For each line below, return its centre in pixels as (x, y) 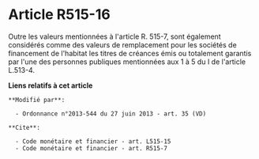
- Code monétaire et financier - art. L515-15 (93, 141)
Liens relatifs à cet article (51, 85)
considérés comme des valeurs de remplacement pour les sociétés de (122, 44)
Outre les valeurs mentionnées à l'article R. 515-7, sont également (114, 36)
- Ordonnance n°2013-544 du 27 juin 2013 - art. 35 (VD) (111, 114)
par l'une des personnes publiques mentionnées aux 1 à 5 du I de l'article (127, 62)
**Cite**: (24, 127)
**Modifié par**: (37, 100)
